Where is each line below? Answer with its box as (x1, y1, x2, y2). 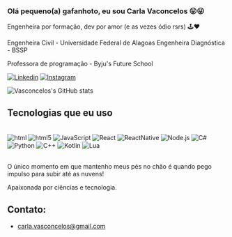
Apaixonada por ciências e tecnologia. (7, 183, 117, 192)
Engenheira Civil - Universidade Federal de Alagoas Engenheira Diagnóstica (7, 38, 225, 47)
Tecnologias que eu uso (7, 107, 113, 118)
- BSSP (7, 46, 28, 54)
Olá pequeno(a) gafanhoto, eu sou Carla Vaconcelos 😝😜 (7, 6, 205, 16)
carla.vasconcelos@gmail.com (17, 222, 106, 231)
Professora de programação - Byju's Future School (7, 59, 153, 68)
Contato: (7, 204, 47, 215)
